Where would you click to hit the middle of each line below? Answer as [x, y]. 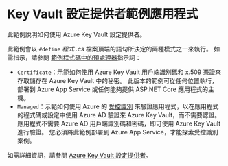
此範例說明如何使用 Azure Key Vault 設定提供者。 [77, 34]
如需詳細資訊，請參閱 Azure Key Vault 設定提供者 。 [80, 155]
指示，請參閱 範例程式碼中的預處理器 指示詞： [77, 57]
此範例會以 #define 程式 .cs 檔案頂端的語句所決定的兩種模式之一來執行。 [110, 49]
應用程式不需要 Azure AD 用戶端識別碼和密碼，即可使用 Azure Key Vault [119, 123]
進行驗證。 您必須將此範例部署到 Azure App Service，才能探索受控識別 [117, 132]
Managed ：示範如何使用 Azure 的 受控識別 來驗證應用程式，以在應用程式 [118, 106]
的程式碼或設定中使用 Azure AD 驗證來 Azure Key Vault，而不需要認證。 [119, 115]
